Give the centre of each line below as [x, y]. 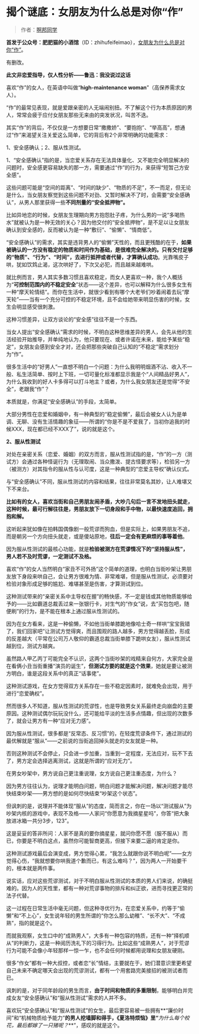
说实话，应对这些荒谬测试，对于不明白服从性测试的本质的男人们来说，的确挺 [99, 881]
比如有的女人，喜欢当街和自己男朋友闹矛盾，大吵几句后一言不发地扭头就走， [99, 501]
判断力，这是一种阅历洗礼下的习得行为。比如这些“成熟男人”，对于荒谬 [104, 943]
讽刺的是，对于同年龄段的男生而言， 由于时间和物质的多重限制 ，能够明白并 [97, 990]
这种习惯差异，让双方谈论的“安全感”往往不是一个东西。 [73, 319]
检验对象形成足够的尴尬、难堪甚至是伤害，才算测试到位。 [76, 584]
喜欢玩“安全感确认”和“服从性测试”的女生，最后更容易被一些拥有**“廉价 [92, 1010]
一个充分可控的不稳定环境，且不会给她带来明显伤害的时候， [112, 299]
